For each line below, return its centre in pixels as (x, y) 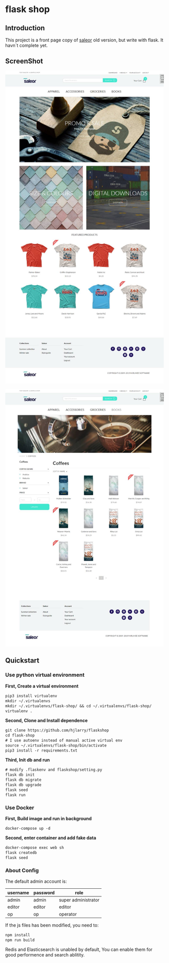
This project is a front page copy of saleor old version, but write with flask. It (84, 40)
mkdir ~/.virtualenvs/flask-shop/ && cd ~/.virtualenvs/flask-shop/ (78, 706)
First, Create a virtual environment (42, 686)
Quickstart (22, 660)
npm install (18, 935)
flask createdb (21, 853)
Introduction (25, 28)
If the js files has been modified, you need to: (52, 925)
